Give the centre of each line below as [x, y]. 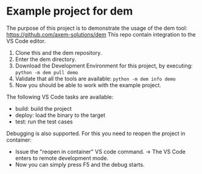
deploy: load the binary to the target [60, 115]
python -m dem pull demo [47, 72]
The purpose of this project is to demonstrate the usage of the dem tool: [97, 28]
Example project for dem [70, 11]
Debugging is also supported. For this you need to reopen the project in [96, 133]
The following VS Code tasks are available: [60, 97]
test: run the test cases [44, 121]
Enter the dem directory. [45, 59]
